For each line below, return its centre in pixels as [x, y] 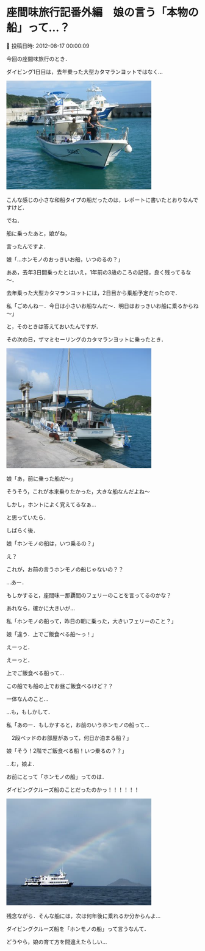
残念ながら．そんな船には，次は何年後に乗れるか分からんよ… [84, 916]
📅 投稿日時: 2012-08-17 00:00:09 [48, 46]
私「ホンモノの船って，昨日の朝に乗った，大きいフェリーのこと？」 [92, 621]
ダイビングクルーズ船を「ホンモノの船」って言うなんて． [78, 928]
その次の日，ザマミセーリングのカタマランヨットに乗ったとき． [86, 339]
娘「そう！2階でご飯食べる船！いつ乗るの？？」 [67, 750]
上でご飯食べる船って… [35, 673]
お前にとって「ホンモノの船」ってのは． [57, 777]
